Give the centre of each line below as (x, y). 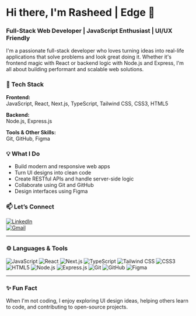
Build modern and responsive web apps (62, 166)
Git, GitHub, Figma (28, 138)
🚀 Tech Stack (25, 85)
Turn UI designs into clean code (53, 173)
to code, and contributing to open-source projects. (67, 307)
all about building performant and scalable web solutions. (75, 70)
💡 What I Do (23, 154)
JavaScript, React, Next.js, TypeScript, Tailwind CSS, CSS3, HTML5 (87, 103)
